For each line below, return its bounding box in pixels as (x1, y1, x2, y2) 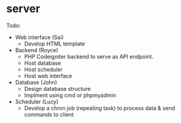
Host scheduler (24, 65, 63, 73)
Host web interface (24, 72, 72, 79)
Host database (24, 59, 61, 67)
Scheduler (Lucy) (15, 98, 59, 105)
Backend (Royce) (15, 46, 59, 53)
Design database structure (24, 85, 91, 92)
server (6, 2, 41, 16)
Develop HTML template (24, 40, 85, 47)
